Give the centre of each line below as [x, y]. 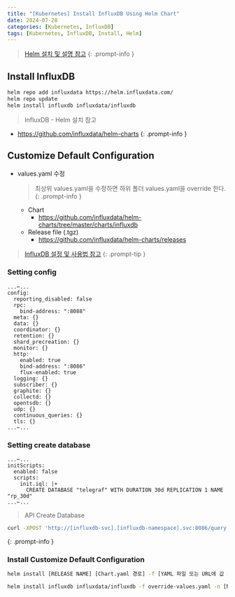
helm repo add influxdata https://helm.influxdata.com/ [90, 93]
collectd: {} [33, 397]
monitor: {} [31, 348]
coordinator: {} [37, 329]
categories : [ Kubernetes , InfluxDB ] [60, 27]
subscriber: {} [36, 384]
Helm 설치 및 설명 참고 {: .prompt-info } [79, 54]
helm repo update [33, 99]
